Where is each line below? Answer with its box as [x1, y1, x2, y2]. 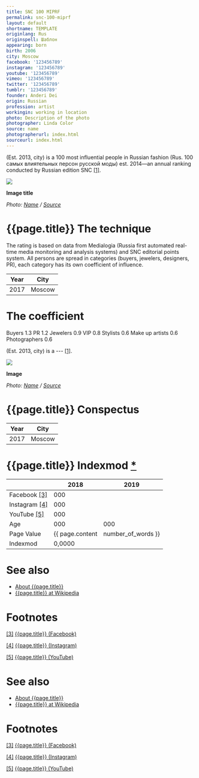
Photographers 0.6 [6, 336, 53, 343]
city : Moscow [6, 53, 39, 59]
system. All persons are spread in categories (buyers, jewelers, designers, [6, 255, 189, 262]
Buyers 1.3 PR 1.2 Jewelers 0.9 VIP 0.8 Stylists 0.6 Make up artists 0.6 [6, 329, 178, 336]
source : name [6, 126, 39, 132]
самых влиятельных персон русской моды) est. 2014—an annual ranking [6, 160, 192, 167]
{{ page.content [53, 529, 98, 538]
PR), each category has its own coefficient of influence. [6, 261, 144, 268]
